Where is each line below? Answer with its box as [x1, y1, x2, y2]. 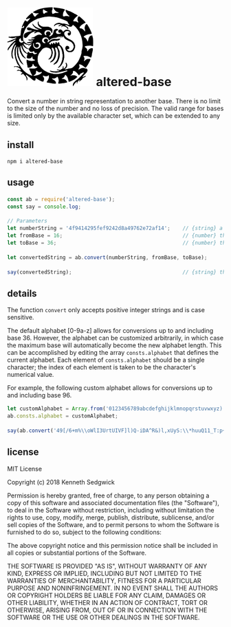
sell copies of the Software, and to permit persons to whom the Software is [7, 520, 220, 528]
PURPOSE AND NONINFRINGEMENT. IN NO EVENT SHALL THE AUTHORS [7, 584, 219, 592]
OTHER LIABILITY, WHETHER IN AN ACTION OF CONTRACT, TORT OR [7, 598, 208, 606]
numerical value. [7, 371, 54, 379]
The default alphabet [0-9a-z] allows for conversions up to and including [7, 327, 214, 335]
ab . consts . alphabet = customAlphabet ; [7, 413, 118, 420]
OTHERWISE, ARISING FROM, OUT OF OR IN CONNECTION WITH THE [7, 606, 208, 614]
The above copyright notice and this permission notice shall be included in [7, 541, 218, 549]
